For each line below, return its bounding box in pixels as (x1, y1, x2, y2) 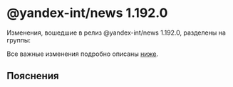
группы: (6, 35, 31, 44)
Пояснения (6, 70, 59, 82)
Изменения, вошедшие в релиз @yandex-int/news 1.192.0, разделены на (6, 28, 226, 37)
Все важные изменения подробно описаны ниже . (6, 50, 158, 58)
